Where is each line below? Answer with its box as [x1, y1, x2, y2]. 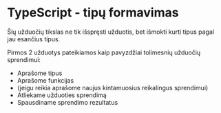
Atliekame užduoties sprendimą [17, 91, 107, 99]
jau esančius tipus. [7, 34, 61, 43]
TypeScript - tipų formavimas [7, 5, 179, 21]
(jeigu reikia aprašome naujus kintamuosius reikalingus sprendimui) [17, 83, 209, 92]
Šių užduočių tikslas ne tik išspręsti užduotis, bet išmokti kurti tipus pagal [7, 28, 215, 36]
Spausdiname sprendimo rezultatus [17, 98, 118, 106]
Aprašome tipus [17, 69, 63, 77]
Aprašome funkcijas [17, 76, 74, 84]
